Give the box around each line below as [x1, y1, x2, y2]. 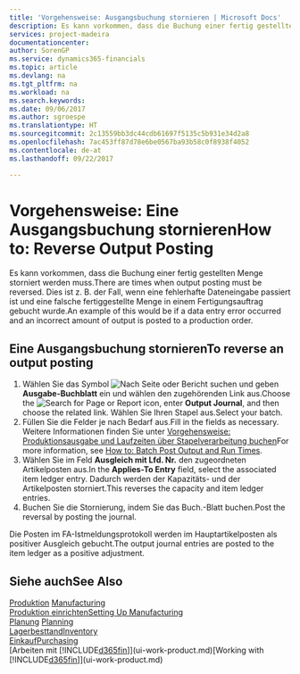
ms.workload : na [9, 87, 70, 96]
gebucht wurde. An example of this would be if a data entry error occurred [9, 305, 281, 317]
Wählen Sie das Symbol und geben [21, 379, 279, 389]
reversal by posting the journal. [21, 512, 137, 522]
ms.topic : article [9, 63, 78, 72]
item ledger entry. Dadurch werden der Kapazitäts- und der [21, 474, 241, 485]
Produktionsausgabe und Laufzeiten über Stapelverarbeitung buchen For [21, 436, 289, 446]
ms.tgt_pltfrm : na [9, 79, 78, 88]
